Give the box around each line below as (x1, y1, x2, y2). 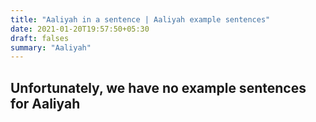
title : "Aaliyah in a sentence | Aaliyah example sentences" (10, 14, 271, 25)
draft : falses (10, 33, 70, 43)
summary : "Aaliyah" (10, 42, 92, 53)
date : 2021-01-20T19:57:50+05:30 (10, 24, 150, 34)
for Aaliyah (10, 95, 81, 112)
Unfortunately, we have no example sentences (10, 79, 307, 96)
